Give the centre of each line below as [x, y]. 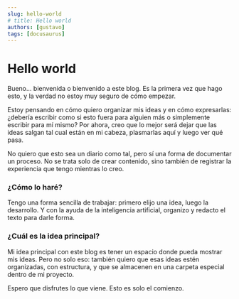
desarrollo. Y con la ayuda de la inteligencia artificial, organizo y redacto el [117, 210]
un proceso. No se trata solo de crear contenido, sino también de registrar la [119, 161]
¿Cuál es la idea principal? [54, 237]
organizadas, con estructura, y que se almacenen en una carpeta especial [116, 266]
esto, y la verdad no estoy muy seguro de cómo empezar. [92, 96]
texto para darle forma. [41, 218]
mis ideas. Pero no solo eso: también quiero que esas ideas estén [103, 259]
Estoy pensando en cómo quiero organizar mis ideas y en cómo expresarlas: [119, 110]
